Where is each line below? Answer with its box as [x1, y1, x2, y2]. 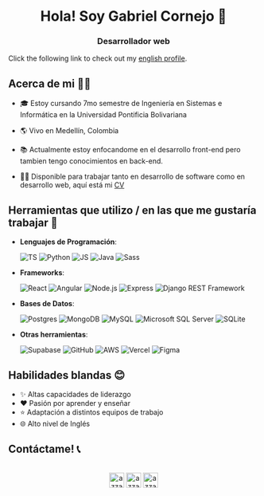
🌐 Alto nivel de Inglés [19, 419, 90, 428]
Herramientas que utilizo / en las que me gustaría [8, 203, 257, 217]
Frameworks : [19, 268, 65, 278]
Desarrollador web [96, 36, 171, 47]
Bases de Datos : [19, 299, 75, 309]
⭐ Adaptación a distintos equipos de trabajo [19, 407, 164, 417]
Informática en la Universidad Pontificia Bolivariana [19, 110, 187, 120]
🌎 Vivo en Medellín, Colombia [19, 126, 119, 136]
